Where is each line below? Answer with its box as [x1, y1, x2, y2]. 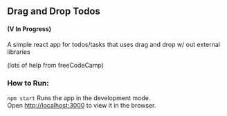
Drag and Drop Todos [7, 6, 100, 17]
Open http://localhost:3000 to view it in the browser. [7, 101, 156, 109]
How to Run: [7, 78, 50, 88]
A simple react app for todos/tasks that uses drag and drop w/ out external [7, 40, 220, 48]
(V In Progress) [7, 24, 52, 33]
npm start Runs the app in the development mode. [7, 93, 151, 102]
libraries [7, 48, 30, 56]
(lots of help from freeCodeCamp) [7, 61, 105, 69]
